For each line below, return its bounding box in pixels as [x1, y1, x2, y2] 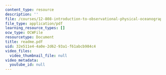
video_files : [5, 48, 32, 53]
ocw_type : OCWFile [5, 30, 43, 35]
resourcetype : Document [5, 35, 54, 40]
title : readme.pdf [5, 39, 43, 44]
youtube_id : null [9, 62, 45, 67]
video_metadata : [5, 58, 39, 63]
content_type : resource [5, 7, 54, 12]
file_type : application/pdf [5, 21, 63, 26]
